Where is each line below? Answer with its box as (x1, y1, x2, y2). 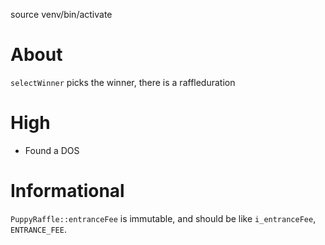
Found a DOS (24, 144, 80, 156)
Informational (10, 180, 125, 203)
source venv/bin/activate (10, 9, 113, 20)
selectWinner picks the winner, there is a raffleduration (10, 76, 236, 88)
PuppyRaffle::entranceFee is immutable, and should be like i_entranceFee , (10, 212, 317, 224)
